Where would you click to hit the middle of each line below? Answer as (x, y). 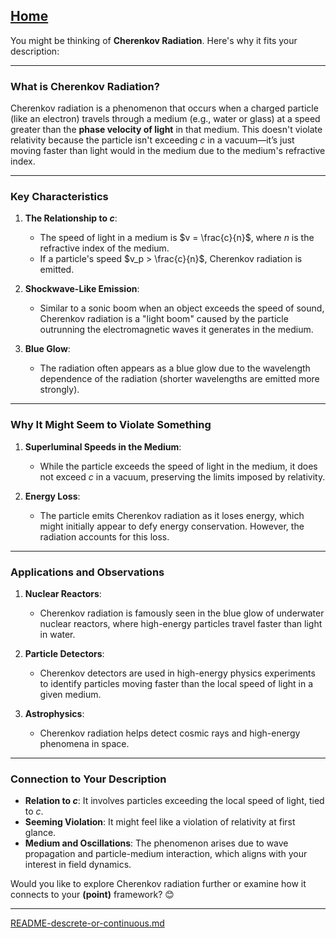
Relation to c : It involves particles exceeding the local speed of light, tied (174, 801)
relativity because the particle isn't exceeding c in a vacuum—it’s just (152, 140)
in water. (57, 634)
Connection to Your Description (88, 779)
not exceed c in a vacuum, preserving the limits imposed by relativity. (182, 476)
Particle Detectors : (64, 653)
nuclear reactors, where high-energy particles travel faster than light (181, 623)
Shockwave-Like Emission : (82, 289)
